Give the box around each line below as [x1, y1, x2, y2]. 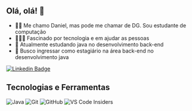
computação [14, 28, 47, 35]
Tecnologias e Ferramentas [6, 82, 111, 92]
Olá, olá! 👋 [6, 6, 45, 16]
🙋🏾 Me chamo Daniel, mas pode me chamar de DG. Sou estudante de [14, 21, 187, 29]
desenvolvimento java [14, 53, 69, 60]
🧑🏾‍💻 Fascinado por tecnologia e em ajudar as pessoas [14, 34, 150, 42]
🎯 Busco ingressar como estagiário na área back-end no [14, 47, 154, 54]
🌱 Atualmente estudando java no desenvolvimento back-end [14, 41, 164, 48]
